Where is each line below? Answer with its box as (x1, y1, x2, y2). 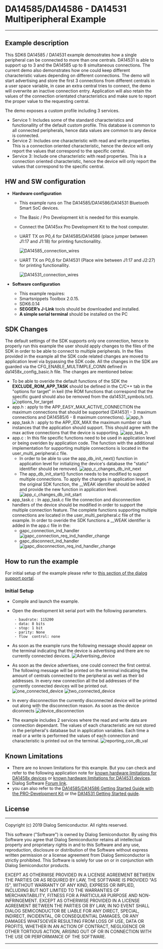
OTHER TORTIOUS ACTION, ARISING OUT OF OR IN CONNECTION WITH (5, 929, 152, 934)
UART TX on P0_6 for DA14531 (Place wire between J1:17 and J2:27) (19, 257, 156, 263)
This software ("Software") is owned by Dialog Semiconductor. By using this (5, 832, 158, 837)
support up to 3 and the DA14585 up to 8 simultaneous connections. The (5, 62, 150, 68)
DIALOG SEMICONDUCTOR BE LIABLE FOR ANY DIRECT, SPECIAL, (5, 908, 140, 914)
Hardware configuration (12, 190, 62, 196)
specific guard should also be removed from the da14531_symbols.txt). (12, 394, 154, 400)
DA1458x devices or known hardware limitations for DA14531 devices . (12, 775, 151, 781)
